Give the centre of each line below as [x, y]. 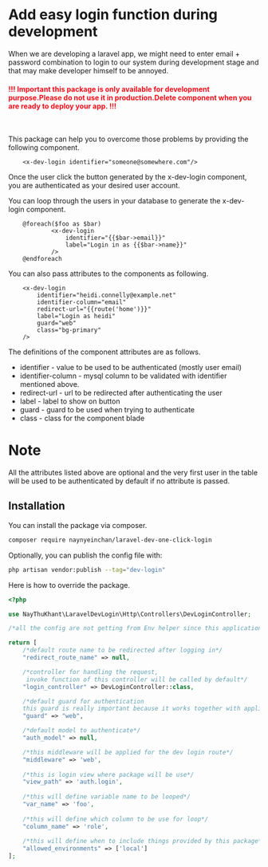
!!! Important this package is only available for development [109, 89]
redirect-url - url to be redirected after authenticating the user [121, 393]
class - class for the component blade [82, 418]
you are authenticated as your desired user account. [95, 186]
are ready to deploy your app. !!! [63, 106]
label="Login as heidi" [76, 317]
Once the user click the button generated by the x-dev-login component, [128, 177]
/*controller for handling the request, [91, 672]
